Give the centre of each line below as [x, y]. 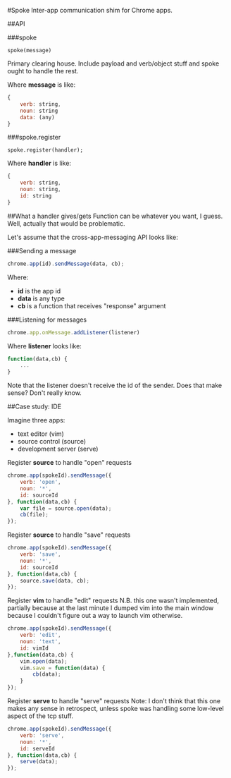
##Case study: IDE [35, 407]
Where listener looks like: [45, 346]
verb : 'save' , [40, 554]
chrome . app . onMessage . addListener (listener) [74, 332]
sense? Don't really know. [45, 393]
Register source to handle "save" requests [69, 535]
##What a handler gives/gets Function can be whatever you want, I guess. [115, 216]
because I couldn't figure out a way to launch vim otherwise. [95, 616]
